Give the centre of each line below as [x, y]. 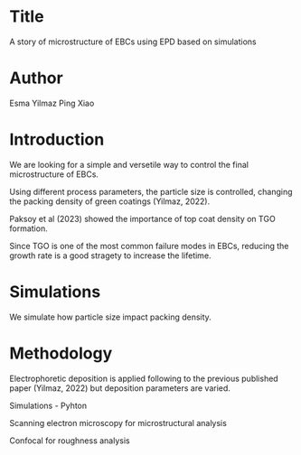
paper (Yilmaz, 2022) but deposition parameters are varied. [120, 388]
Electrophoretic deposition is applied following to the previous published [144, 378]
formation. [28, 228]
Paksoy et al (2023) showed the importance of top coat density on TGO [142, 218]
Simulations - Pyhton [48, 405]
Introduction [57, 139]
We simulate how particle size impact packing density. [111, 317]
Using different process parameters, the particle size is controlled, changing [151, 191]
